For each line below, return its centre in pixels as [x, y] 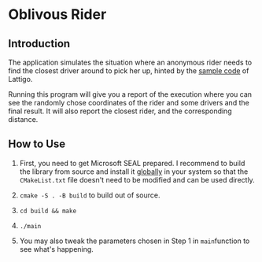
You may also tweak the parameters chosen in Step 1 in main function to [135, 241]
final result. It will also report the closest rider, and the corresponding [120, 111]
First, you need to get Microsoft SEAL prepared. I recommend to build [132, 163]
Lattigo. [20, 79]
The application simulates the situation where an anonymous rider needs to [130, 62]
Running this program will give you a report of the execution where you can [130, 94]
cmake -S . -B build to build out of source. [90, 195]
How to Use [37, 144]
